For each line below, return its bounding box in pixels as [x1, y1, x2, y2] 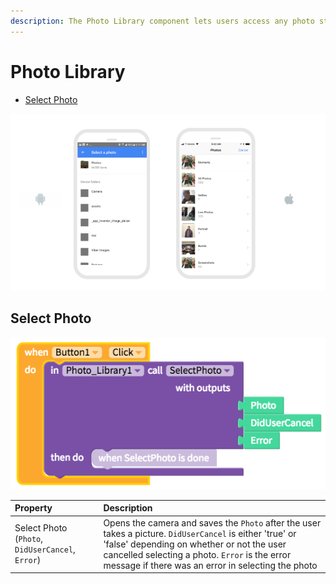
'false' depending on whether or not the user [103, 538, 287, 550]
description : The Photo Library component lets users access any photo [10, 16, 315, 26]
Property [14, 502, 53, 514]
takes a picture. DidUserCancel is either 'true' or [103, 527, 297, 539]
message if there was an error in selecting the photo [103, 559, 318, 571]
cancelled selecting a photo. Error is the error [103, 548, 292, 560]
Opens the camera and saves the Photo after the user [103, 516, 322, 529]
